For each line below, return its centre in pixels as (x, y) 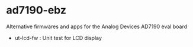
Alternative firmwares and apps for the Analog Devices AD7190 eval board (97, 26)
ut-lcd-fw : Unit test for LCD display (58, 38)
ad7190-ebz (36, 10)
